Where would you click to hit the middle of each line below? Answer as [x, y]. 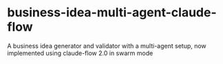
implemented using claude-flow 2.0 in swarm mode [80, 53]
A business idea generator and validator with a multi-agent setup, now [107, 46]
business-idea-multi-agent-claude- [112, 13]
